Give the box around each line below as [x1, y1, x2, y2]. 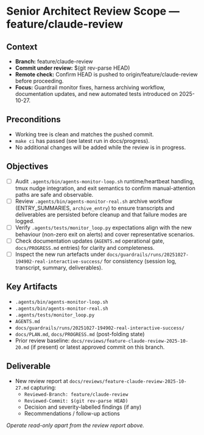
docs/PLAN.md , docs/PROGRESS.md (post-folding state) [15, 330, 145, 337]
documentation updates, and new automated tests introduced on [15, 90, 178, 97]
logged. [15, 217, 35, 224]
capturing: [30, 384, 57, 391]
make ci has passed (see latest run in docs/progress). [15, 137, 150, 144]
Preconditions [6, 114, 61, 125]
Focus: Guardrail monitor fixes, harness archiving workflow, [15, 84, 166, 91]
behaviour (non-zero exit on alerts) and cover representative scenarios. [15, 230, 195, 238]
